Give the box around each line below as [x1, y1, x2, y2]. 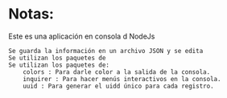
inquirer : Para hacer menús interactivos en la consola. [23, 75, 221, 83]
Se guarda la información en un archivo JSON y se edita [8, 47, 204, 55]
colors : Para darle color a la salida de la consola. [23, 67, 211, 76]
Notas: [8, 5, 55, 23]
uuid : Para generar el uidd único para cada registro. [23, 82, 215, 90]
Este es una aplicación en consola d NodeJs [8, 31, 155, 41]
